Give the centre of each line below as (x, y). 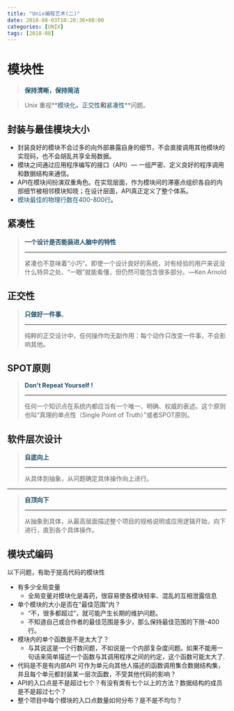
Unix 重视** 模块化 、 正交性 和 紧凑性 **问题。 (87, 105)
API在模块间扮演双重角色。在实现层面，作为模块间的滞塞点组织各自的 (117, 182)
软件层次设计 (35, 439)
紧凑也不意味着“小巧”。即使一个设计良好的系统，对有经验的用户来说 (122, 263)
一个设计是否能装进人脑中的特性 (70, 242)
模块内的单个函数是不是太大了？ (63, 639)
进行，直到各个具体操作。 (61, 530)
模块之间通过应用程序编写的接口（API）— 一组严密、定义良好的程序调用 (121, 165)
